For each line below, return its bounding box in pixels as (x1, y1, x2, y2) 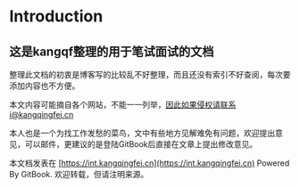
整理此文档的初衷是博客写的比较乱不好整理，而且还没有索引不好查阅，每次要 (9, 69, 291, 79)
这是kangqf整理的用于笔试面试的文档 (9, 44, 214, 59)
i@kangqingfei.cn (9, 110, 74, 119)
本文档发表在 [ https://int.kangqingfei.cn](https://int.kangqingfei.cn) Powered (9, 158, 290, 168)
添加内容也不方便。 (9, 80, 80, 91)
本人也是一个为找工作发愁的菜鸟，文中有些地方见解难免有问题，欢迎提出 (9, 127, 275, 138)
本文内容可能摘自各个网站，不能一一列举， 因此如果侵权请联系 (9, 100, 237, 110)
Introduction (9, 6, 104, 27)
